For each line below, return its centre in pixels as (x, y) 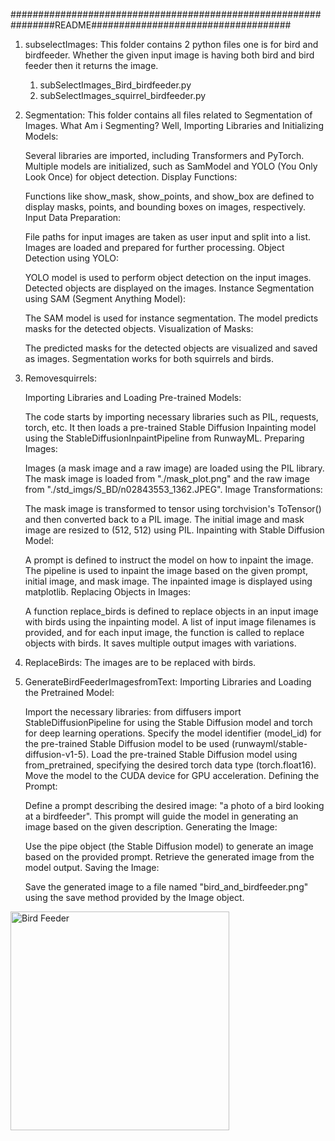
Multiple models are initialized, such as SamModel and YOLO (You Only (171, 166)
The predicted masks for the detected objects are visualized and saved (171, 348)
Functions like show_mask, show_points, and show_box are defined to (169, 196)
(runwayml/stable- (269, 743)
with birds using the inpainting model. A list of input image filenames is (170, 622)
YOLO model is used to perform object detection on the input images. (168, 277)
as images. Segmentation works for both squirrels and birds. (149, 358)
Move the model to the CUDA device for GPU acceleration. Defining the (172, 775)
